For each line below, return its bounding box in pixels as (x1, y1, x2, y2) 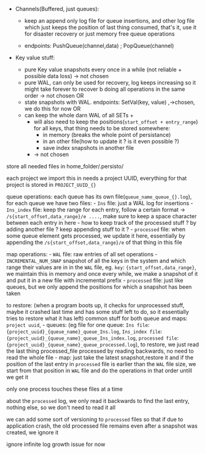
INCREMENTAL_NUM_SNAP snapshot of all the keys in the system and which (6, 257, 186, 264)
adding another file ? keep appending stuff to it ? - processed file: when (6, 225, 186, 233)
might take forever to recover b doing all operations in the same (24, 85, 185, 93)
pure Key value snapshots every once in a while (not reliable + (24, 66, 182, 73)
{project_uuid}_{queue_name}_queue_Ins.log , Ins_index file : (6, 328, 163, 335)
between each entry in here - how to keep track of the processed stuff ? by (6, 219, 196, 226)
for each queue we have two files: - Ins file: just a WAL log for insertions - (6, 200, 193, 206)
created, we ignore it (6, 429, 59, 436)
